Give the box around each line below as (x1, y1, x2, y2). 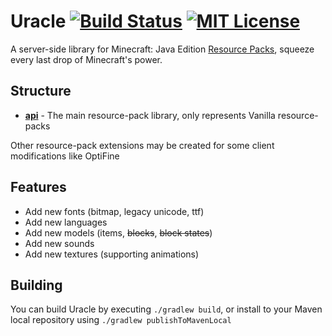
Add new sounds (24, 237, 95, 249)
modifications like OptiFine (10, 150, 120, 162)
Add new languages (24, 216, 108, 228)
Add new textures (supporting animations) (24, 248, 200, 260)
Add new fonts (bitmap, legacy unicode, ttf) (24, 205, 205, 217)
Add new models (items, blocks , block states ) (24, 226, 213, 239)
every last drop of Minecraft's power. (10, 53, 163, 65)
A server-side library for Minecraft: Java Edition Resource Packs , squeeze (10, 43, 315, 55)
